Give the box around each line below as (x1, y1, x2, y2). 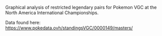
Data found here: (5, 20, 41, 25)
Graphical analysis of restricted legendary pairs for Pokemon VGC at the (5, 5, 157, 10)
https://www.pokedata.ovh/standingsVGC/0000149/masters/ (5, 25, 133, 31)
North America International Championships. (5, 10, 99, 16)
